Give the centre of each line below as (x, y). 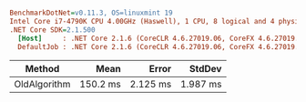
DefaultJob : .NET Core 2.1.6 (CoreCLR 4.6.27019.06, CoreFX (136, 46)
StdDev (206, 69)
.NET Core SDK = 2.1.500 (52, 30)
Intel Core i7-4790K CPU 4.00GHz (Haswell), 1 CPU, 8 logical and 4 (142, 21)
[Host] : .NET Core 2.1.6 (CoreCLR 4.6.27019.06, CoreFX (136, 38)
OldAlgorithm (42, 85)
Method (42, 69)
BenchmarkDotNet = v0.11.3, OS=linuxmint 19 (91, 13)
